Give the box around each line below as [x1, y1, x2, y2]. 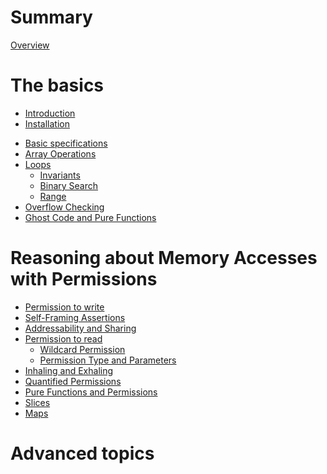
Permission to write [24, 301, 105, 313]
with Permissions [10, 268, 158, 291]
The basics [10, 74, 105, 97]
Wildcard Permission [39, 343, 126, 355]
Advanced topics [10, 442, 155, 465]
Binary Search [39, 179, 99, 191]
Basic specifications [24, 137, 108, 149]
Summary [10, 6, 93, 29]
